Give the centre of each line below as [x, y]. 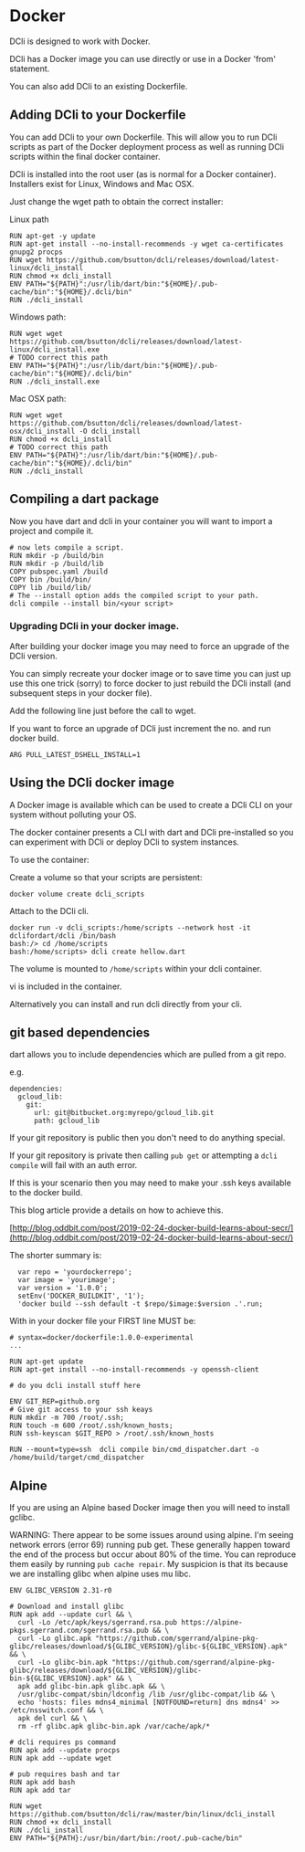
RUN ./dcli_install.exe [55, 381]
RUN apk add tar [40, 1791]
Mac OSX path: [38, 398]
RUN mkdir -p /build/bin [57, 555]
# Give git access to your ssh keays [81, 1410]
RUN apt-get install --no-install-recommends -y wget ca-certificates [147, 244]
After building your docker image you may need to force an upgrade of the [149, 646]
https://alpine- [212, 1623]
